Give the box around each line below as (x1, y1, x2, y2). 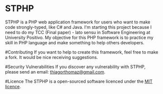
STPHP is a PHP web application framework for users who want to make (5, 19, 150, 25)
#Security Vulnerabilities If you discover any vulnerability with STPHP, (5, 64, 145, 70)
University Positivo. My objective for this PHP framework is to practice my (5, 35, 154, 40)
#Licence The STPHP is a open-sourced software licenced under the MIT (5, 78, 153, 84)
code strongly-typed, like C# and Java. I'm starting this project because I (5, 24, 152, 30)
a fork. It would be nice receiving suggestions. (5, 54, 99, 60)
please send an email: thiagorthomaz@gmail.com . (5, 69, 106, 75)
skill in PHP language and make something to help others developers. (5, 39, 144, 45)
